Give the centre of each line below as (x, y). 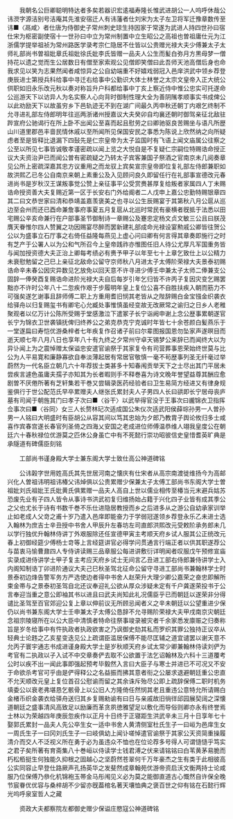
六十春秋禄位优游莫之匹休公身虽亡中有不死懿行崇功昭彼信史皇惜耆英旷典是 (119, 435)
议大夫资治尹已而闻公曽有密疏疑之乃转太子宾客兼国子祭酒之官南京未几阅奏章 (116, 157)
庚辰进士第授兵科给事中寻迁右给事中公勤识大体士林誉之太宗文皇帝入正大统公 (116, 79)
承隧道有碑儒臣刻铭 (35, 443)
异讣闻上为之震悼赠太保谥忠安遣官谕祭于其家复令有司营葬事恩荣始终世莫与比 (116, 348)
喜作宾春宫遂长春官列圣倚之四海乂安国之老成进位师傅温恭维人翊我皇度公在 (113, 426)
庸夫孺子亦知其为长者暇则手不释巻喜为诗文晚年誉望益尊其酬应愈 (135, 374)
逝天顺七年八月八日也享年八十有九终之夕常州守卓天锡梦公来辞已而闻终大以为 (116, 339)
